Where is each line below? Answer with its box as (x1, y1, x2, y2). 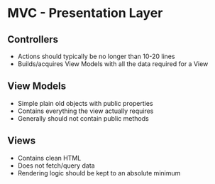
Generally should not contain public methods (17, 114, 149, 122)
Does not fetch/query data (17, 161, 95, 170)
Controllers (7, 33, 59, 45)
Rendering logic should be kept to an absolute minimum (17, 168, 181, 177)
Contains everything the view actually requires (17, 107, 154, 115)
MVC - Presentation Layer (7, 5, 163, 21)
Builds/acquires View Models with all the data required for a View (17, 60, 209, 68)
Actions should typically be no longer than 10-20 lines (17, 52, 175, 60)
